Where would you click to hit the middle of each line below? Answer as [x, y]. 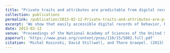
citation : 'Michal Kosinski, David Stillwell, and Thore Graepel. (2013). [86, 43]
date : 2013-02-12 [24, 29]
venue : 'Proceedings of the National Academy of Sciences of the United [83, 33]
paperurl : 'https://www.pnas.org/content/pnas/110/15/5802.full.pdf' [80, 38]
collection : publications [32, 15]
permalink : [17, 19]
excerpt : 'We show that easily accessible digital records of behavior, [83, 24]
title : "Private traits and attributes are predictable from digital [80, 10]
